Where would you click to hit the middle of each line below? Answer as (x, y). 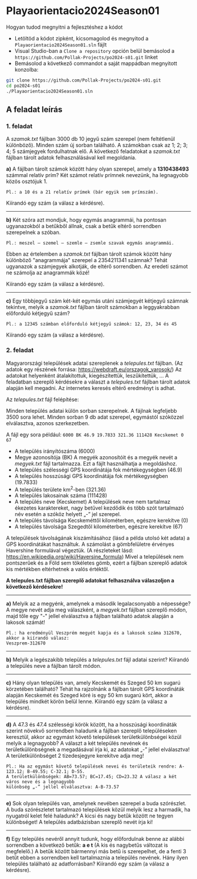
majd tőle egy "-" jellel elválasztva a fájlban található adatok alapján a (90, 616)
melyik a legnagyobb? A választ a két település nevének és (77, 744)
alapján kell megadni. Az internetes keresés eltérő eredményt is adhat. (91, 388)
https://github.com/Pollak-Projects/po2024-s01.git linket (86, 57)
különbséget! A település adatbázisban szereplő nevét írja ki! (79, 822)
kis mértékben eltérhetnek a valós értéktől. (58, 569)
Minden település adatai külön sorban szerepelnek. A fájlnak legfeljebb (91, 410)
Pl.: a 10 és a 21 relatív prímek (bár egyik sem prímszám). (82, 192)
